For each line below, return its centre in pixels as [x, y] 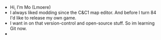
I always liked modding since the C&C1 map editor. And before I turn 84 [83, 12]
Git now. [18, 28]
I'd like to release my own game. [43, 18]
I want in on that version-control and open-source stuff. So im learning [82, 23]
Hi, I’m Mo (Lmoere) [30, 7]
